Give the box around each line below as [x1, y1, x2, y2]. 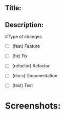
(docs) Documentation [12, 73, 58, 79]
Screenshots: [5, 100, 61, 111]
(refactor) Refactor [12, 63, 50, 69]
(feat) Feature [12, 43, 40, 49]
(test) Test [12, 83, 33, 88]
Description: [5, 21, 44, 29]
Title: [5, 4, 22, 12]
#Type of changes [5, 34, 42, 40]
